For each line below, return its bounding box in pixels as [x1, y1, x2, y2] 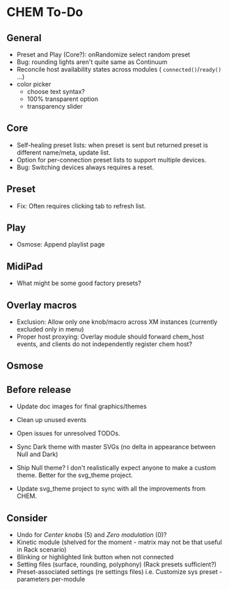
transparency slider [26, 102, 83, 110]
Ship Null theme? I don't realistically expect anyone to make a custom [16, 464, 216, 472]
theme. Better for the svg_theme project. [16, 471, 133, 479]
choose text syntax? [26, 88, 85, 95]
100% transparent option [26, 95, 99, 103]
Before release [6, 384, 72, 396]
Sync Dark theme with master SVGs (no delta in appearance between [16, 443, 216, 451]
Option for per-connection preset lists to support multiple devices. [16, 155, 207, 164]
